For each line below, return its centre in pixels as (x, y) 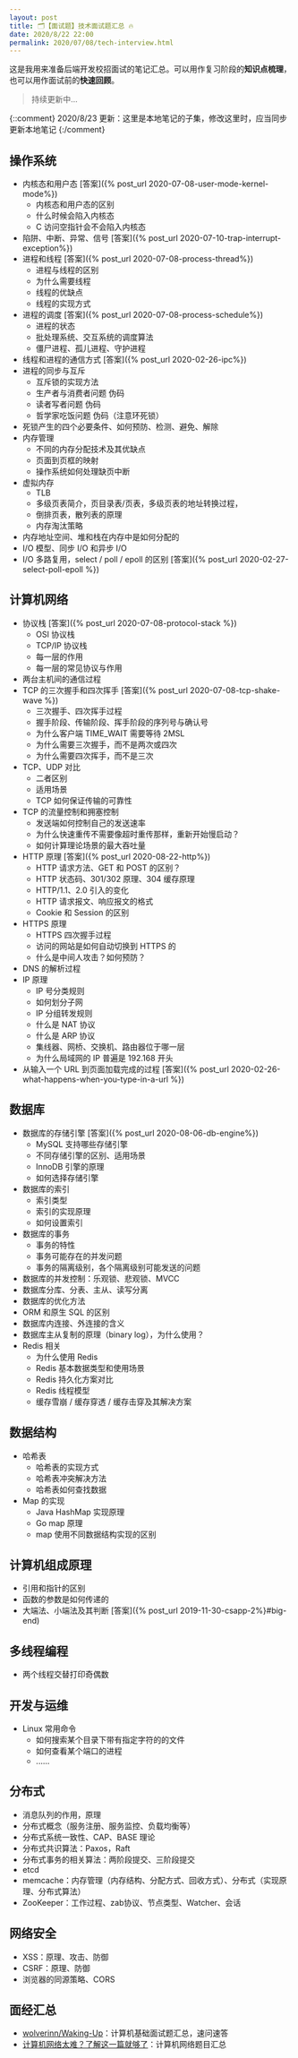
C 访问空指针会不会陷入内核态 (90, 227)
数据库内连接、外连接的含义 (73, 1323)
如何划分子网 (59, 1002)
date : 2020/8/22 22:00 (51, 34)
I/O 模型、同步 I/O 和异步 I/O (75, 548)
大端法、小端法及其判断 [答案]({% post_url (100, 1611)
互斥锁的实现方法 (67, 382)
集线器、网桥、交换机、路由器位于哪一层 (110, 1046)
